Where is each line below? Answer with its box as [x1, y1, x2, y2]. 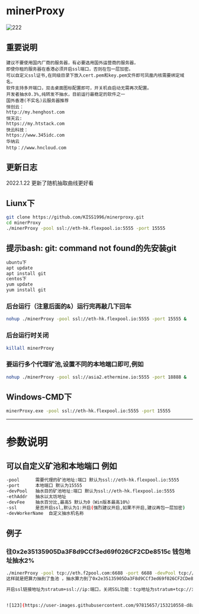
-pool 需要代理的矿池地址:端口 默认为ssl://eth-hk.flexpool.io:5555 [6, 477, 179, 483]
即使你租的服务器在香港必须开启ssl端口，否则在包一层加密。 [6, 66, 133, 72]
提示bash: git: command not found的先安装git [6, 243, 176, 254]
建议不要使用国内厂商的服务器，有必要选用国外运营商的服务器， [6, 59, 139, 66]
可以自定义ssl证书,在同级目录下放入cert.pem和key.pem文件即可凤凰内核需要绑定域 [6, 72, 185, 78]
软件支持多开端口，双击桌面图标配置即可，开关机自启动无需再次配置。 [6, 85, 152, 91]
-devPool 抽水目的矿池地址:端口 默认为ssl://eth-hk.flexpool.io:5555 [6, 488, 175, 494]
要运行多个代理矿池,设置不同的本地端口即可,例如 [6, 360, 144, 369]
